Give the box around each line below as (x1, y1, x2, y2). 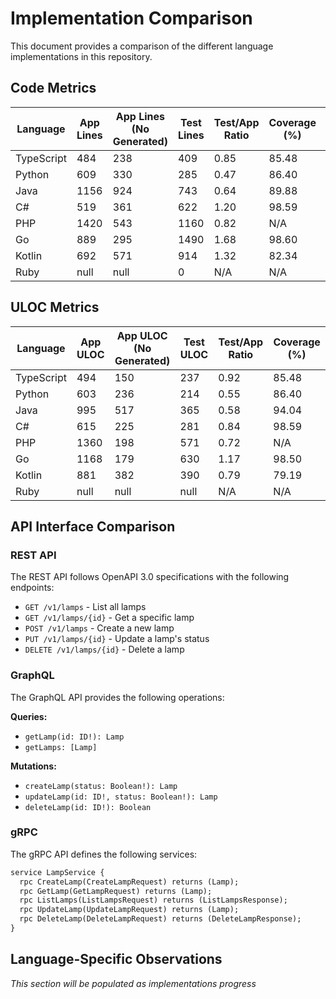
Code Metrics (10, 80, 97, 97)
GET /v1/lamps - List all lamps (24, 601, 147, 613)
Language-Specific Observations (10, 951, 223, 968)
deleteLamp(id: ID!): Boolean (24, 802, 152, 812)
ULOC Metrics (10, 299, 100, 316)
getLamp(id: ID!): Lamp (24, 732, 125, 742)
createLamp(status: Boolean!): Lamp (24, 781, 178, 791)
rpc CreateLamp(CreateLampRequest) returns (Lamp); (19, 877, 240, 887)
